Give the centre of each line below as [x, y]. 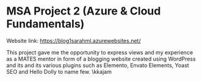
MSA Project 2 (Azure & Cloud [84, 11]
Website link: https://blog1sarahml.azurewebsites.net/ [74, 40]
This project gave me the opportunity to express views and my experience [100, 52]
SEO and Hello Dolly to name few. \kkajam [59, 71]
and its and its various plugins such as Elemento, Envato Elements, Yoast [98, 65]
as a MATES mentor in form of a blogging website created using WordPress [101, 59]
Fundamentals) [45, 24]
